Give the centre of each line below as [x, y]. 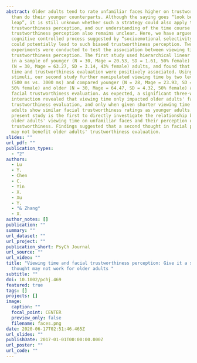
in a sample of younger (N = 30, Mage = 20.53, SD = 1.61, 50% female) [101, 61]
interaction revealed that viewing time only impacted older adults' [98, 99]
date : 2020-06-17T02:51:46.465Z [45, 329]
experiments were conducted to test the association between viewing [98, 50]
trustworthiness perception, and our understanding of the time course [101, 28]
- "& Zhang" [26, 209]
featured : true [25, 285]
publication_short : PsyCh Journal [48, 247]
